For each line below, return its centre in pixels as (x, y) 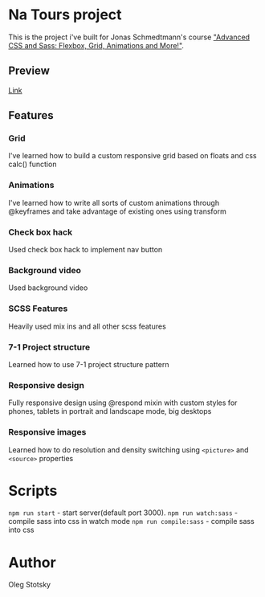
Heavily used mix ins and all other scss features (87, 326)
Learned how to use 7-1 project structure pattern (89, 364)
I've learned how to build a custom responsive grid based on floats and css (132, 156)
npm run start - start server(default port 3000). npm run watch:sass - (123, 513)
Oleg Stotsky (29, 585)
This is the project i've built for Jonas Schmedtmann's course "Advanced (129, 37)
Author (32, 562)
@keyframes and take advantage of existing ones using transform (118, 211)
